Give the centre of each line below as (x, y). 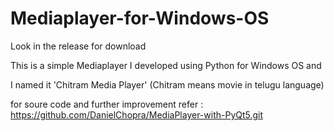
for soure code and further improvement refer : (107, 104)
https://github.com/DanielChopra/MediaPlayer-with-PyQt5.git (137, 114)
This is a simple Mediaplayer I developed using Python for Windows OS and (166, 65)
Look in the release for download (78, 46)
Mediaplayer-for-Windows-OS (140, 18)
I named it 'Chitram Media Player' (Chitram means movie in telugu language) (167, 84)
